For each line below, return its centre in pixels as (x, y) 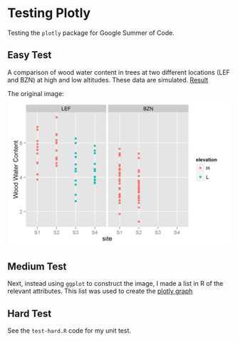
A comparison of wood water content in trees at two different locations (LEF (119, 72)
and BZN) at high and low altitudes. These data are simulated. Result (108, 80)
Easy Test (30, 55)
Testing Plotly (49, 13)
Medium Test (37, 266)
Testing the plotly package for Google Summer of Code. (91, 33)
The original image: (36, 93)
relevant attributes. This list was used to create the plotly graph (100, 291)
